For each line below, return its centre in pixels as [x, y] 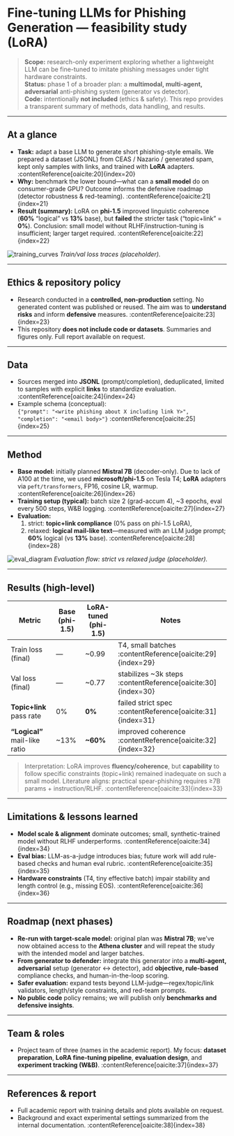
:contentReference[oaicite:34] [167, 841]
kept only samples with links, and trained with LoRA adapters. [106, 166]
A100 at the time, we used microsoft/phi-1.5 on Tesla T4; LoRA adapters [122, 479]
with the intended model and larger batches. [81, 953]
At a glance [32, 135]
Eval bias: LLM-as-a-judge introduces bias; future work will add [109, 855]
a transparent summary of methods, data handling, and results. [115, 106]
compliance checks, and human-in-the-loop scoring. [93, 976]
